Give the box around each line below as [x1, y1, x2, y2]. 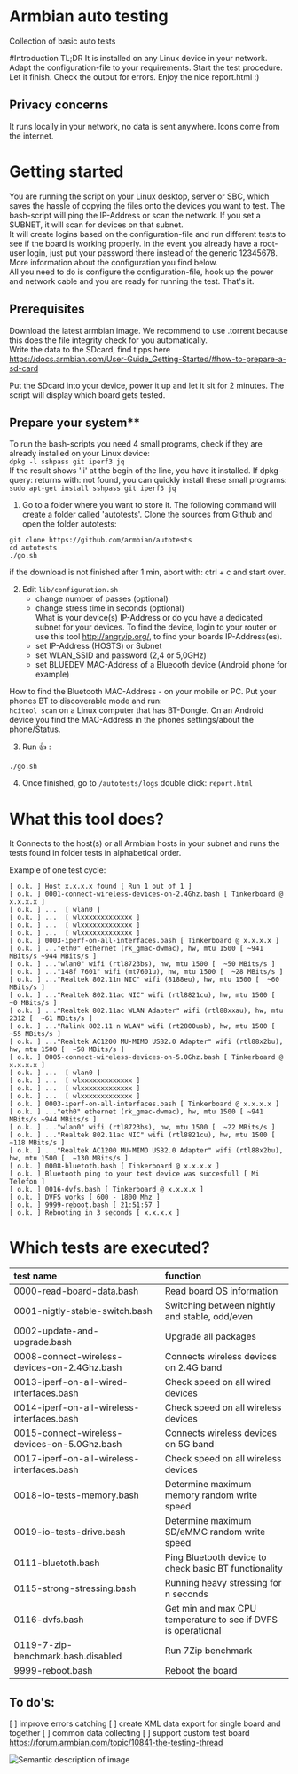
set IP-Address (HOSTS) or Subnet [35, 641, 162, 652]
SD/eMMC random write [164, 1525, 266, 1538]
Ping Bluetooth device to [164, 1551, 267, 1564]
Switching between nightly [164, 1299, 276, 1311]
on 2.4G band [164, 1361, 223, 1374]
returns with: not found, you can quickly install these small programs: [35, 475, 287, 486]
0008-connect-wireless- [13, 1350, 123, 1363]
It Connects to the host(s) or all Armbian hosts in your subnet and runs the [9, 838, 281, 849]
